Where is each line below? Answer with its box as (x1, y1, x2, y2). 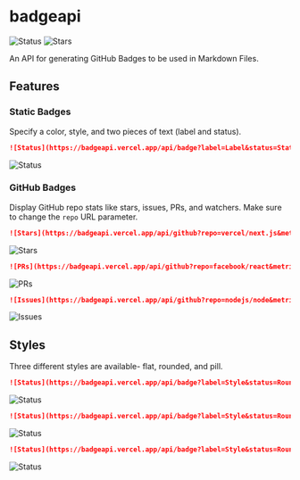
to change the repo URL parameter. (9, 211, 138, 222)
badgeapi (9, 6, 81, 27)
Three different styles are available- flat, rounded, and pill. (9, 361, 223, 372)
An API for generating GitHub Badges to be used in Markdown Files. (9, 53, 259, 63)
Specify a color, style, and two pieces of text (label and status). (9, 126, 242, 137)
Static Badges (9, 105, 71, 118)
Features (9, 79, 60, 95)
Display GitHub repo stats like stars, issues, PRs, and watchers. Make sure (9, 202, 283, 212)
